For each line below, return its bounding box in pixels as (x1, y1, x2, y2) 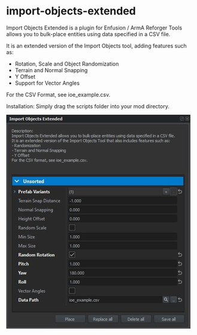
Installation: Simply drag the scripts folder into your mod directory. (6, 102, 169, 109)
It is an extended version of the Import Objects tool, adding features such (6, 42, 187, 49)
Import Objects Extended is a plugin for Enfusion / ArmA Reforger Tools (6, 24, 183, 31)
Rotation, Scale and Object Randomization (14, 60, 119, 67)
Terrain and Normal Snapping (14, 66, 88, 73)
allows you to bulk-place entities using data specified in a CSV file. (6, 30, 171, 37)
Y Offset (14, 73, 36, 80)
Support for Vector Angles (14, 79, 80, 87)
